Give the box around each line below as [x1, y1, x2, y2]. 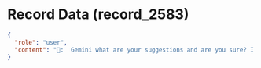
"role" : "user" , [14, 38, 68, 46]
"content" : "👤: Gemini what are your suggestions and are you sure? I [14, 45, 255, 54]
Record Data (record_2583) [7, 5, 189, 23]
